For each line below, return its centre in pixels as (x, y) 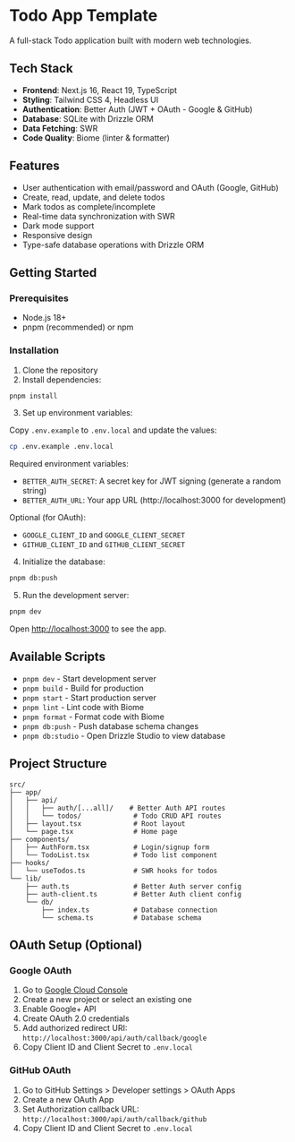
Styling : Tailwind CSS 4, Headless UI (90, 99)
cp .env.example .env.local (62, 447)
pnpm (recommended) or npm (78, 327)
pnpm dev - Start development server (89, 678)
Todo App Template (84, 16)
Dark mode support (58, 226)
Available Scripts (57, 657)
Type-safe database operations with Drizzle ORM (113, 245)
